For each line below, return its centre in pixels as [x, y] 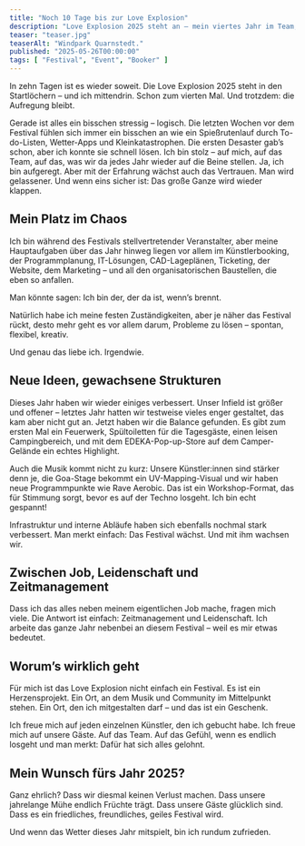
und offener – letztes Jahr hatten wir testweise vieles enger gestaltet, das [147, 412]
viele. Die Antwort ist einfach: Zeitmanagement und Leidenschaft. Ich [138, 619]
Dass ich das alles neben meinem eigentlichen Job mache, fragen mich [143, 609]
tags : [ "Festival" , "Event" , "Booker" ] [89, 60]
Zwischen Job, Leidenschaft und [104, 573]
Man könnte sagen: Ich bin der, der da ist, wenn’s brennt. [116, 297]
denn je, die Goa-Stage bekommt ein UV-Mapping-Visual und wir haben [144, 478]
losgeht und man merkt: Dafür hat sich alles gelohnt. [108, 745]
